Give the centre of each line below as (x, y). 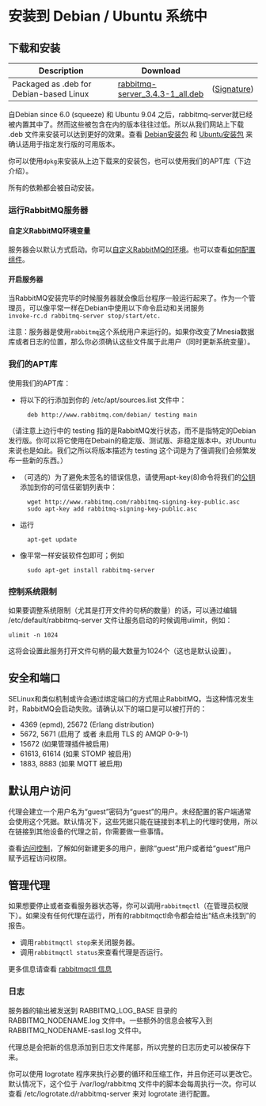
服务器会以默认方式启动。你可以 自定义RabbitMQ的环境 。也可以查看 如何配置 (132, 249)
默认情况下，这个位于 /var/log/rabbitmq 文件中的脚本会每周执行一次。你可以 (132, 1083)
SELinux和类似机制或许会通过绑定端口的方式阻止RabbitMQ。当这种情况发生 (131, 698)
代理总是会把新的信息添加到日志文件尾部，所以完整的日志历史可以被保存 (126, 1047)
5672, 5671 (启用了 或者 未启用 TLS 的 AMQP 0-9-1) (104, 734)
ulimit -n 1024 (33, 635)
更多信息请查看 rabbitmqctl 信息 (60, 969)
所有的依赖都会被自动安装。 (53, 188)
